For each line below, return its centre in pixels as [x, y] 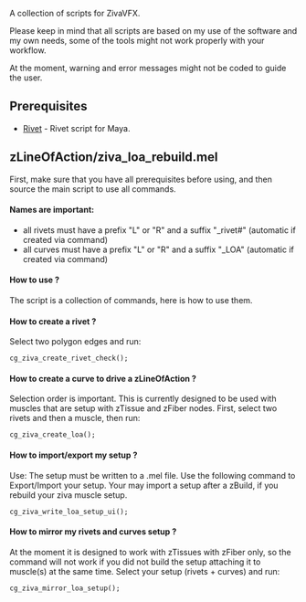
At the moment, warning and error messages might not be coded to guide [148, 68]
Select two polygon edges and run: [75, 342]
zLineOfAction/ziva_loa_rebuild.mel [114, 158]
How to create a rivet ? [53, 321]
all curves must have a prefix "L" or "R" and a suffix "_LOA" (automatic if [158, 249]
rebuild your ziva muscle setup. [69, 495]
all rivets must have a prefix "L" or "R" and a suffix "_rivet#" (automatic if [159, 230]
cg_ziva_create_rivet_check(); [69, 359]
